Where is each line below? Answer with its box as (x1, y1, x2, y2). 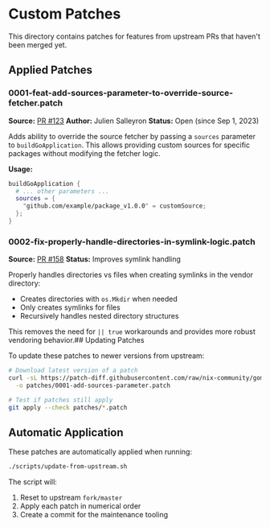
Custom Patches (8, 5, 121, 23)
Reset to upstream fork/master (19, 492, 123, 503)
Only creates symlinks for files (19, 303, 121, 312)
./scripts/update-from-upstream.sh (8, 463, 128, 471)
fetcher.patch (8, 97, 63, 109)
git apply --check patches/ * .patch (8, 403, 128, 411)
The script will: (8, 477, 58, 487)
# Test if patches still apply (8, 396, 113, 404)
